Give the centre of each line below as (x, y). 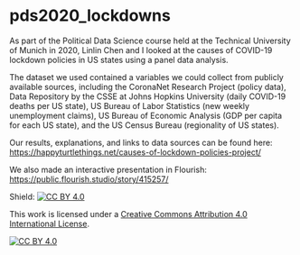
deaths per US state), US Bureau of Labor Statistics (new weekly (130, 105)
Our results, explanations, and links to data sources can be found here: (141, 142)
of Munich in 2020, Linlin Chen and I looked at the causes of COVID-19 (141, 50)
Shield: (22, 196)
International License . (50, 223)
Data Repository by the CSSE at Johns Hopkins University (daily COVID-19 (148, 96)
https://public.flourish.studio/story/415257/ (89, 179)
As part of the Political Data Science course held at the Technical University (150, 41)
